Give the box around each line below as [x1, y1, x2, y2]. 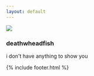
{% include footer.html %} [6, 64, 69, 71]
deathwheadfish [6, 39, 55, 47]
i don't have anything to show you [6, 52, 88, 60]
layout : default [6, 8, 46, 15]
